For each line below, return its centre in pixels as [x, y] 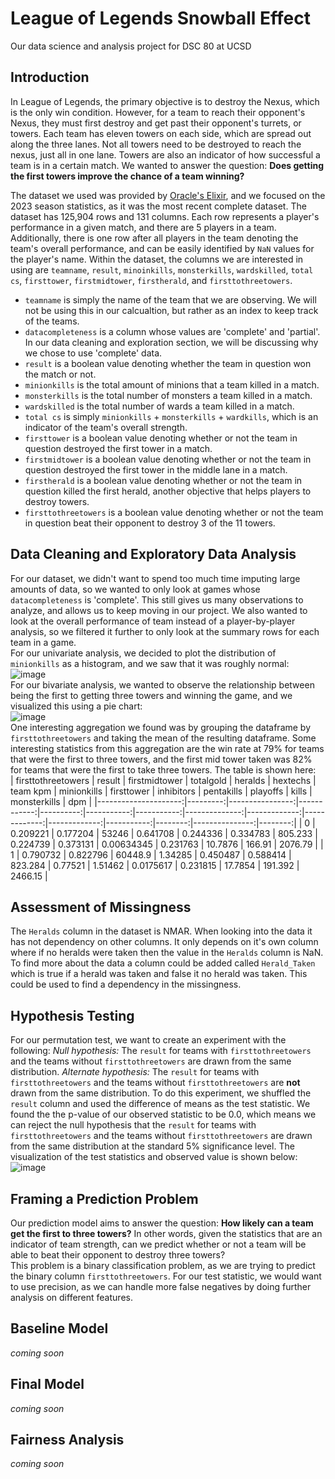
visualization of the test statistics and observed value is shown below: [154, 1157]
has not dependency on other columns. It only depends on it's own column [164, 942]
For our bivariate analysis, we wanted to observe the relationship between [162, 684]
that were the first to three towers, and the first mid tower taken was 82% [161, 759]
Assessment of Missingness [101, 907]
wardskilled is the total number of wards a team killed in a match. [159, 406]
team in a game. [43, 642]
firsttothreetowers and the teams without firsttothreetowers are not [155, 1083]
